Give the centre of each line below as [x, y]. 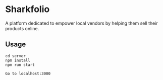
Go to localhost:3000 [28, 73]
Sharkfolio [28, 9]
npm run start [20, 65]
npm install [18, 60]
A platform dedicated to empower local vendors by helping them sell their [82, 23]
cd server [16, 56]
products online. [22, 28]
